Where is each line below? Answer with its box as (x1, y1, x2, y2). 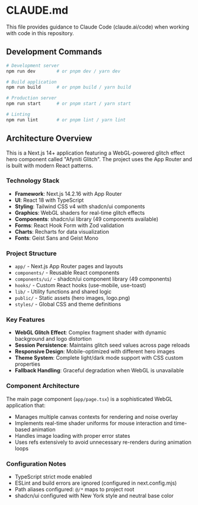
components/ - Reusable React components (14, 269, 120, 277)
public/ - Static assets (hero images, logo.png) (14, 294, 130, 302)
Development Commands (6, 47, 103, 57)
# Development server (6, 62, 60, 68)
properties (14, 360, 40, 368)
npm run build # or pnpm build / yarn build (6, 84, 132, 90)
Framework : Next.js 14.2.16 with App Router (14, 190, 122, 197)
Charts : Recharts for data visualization (14, 228, 110, 235)
